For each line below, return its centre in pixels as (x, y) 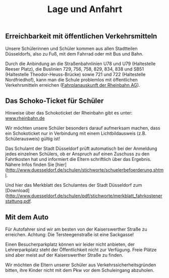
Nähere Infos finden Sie (30, 164)
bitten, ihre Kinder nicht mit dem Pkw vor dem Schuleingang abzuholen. (80, 270)
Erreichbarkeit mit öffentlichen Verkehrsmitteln (81, 36)
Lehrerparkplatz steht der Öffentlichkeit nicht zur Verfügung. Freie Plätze (81, 250)
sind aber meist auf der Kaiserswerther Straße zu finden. (64, 255)
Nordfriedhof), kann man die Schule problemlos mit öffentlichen (71, 80)
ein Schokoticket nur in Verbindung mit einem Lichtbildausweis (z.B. (76, 133)
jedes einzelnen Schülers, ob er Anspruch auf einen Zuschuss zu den (77, 154)
